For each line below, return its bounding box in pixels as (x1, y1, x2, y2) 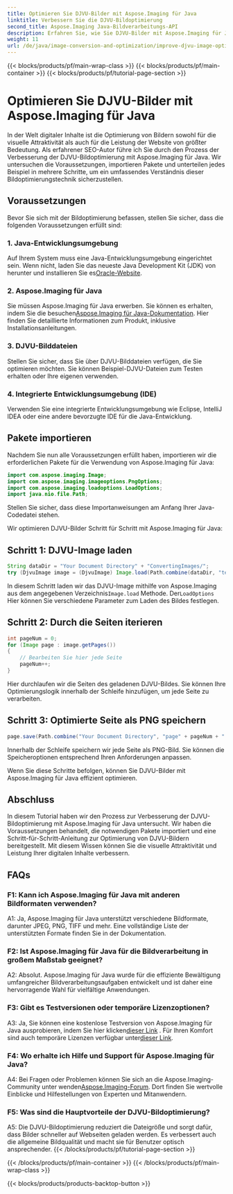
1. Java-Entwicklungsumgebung (7, 238, 119, 248)
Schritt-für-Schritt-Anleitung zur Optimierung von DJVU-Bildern (7, 834, 189, 843)
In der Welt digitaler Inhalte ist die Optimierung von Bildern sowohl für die (7, 130, 216, 139)
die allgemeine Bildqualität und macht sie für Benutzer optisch (7, 1138, 185, 1146)
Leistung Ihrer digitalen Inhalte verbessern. (7, 849, 130, 858)
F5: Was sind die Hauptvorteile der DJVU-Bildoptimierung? (7, 1107, 210, 1117)
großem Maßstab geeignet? (7, 955, 103, 964)
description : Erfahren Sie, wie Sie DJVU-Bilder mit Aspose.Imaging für (7, 29, 222, 37)
